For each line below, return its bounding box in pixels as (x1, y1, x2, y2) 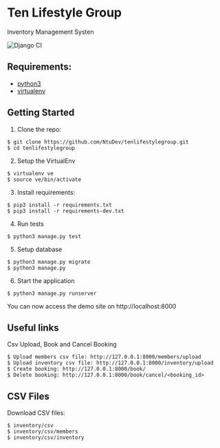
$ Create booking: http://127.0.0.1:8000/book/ (7, 366, 146, 373)
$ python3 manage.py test (7, 233, 81, 240)
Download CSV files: (7, 409, 65, 417)
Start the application (16, 276, 75, 284)
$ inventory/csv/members (7, 428, 78, 436)
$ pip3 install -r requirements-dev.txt (7, 207, 125, 215)
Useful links (7, 322, 60, 333)
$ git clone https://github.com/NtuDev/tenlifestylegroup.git (7, 138, 189, 146)
